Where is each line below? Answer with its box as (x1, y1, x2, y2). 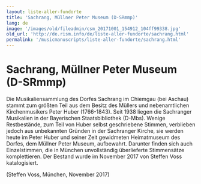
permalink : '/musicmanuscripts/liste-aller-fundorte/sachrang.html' (6, 37, 181, 43)
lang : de (6, 20, 28, 26)
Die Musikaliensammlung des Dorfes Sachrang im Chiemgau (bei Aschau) (6, 95, 189, 102)
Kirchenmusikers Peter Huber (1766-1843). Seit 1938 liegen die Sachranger (6, 108, 192, 115)
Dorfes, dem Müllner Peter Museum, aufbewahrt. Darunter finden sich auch (6, 140, 193, 147)
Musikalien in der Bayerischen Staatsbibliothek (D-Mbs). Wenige (6, 114, 166, 121)
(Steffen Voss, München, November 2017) (6, 171, 110, 178)
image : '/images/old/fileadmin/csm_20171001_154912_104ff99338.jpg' (6, 25, 181, 32)
